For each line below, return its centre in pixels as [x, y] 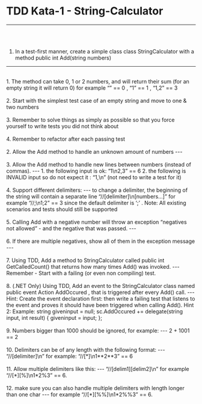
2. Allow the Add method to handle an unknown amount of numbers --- [94, 151]
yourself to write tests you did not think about [63, 126]
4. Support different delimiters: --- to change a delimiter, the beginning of [97, 190]
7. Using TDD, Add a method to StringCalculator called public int [85, 260]
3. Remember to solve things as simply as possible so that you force [91, 120]
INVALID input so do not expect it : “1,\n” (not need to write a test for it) [94, 177]
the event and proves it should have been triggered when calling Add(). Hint [100, 305]
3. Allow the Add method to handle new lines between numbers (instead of [99, 164]
